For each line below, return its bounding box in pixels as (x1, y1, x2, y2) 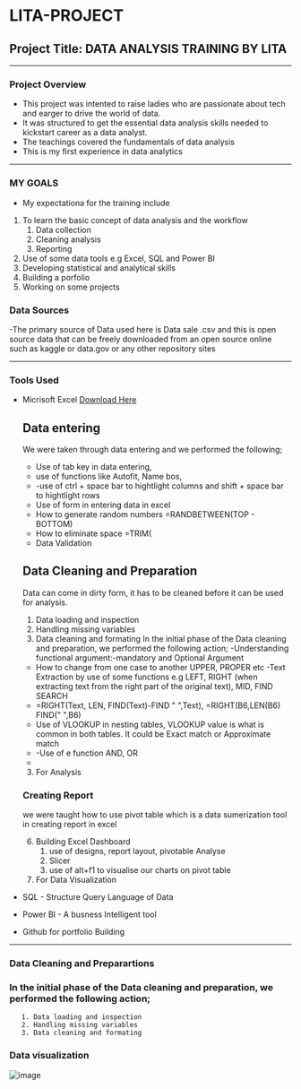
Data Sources (9, 304, 70, 316)
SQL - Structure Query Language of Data (21, 892, 174, 903)
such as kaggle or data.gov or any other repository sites (9, 342, 217, 354)
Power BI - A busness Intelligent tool (21, 909, 157, 920)
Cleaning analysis (35, 234, 101, 245)
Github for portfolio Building (21, 927, 125, 938)
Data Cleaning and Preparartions (9, 957, 155, 970)
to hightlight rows (35, 490, 100, 500)
